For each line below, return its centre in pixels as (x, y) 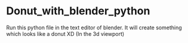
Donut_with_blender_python (78, 11)
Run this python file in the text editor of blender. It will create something (94, 27)
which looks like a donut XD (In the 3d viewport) (65, 33)
